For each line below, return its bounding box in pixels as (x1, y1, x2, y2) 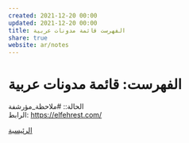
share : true (8, 33, 48, 42)
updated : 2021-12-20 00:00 (8, 19, 98, 27)
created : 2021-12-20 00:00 (8, 11, 98, 20)
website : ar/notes (8, 41, 69, 49)
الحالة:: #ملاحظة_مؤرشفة (8, 102, 84, 111)
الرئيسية (8, 126, 33, 135)
